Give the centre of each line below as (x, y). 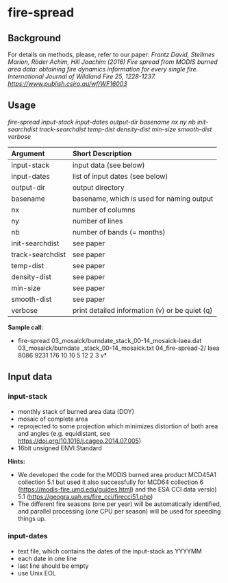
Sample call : (26, 327)
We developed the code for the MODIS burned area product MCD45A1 (117, 474)
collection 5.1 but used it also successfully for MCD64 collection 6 (111, 482)
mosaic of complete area (53, 419)
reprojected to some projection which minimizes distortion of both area (118, 426)
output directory (99, 187)
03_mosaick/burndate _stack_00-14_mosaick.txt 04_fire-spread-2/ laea (118, 348)
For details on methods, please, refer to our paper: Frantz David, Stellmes (111, 54)
